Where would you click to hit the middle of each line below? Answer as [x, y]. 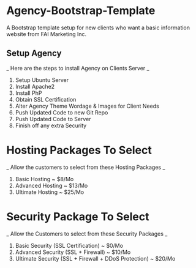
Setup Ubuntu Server [42, 80]
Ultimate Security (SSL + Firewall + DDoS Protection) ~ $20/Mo [95, 258]
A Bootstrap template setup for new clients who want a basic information [98, 28]
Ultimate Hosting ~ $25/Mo [50, 192]
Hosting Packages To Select [79, 150]
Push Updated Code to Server [53, 119]
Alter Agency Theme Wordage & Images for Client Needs [87, 106]
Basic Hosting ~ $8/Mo [44, 179]
